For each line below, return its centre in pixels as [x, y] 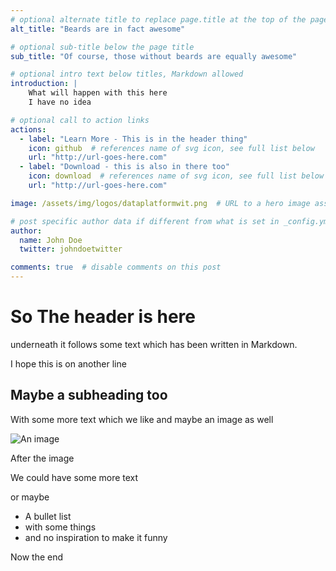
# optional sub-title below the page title [102, 47]
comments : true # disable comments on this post [116, 267]
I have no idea [60, 102]
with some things [60, 527]
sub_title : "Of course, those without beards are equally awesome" [154, 56]
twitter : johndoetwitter [71, 249]
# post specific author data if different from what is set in [145, 221]
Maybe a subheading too [89, 395]
